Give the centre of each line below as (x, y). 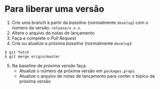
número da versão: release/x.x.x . (47, 27)
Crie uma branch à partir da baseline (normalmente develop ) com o (80, 22)
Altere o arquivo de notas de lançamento (53, 33)
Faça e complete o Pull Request (44, 38)
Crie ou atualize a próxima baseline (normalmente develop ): (72, 43)
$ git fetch (17, 52)
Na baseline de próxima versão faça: (49, 66)
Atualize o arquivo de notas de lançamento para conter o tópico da (87, 76)
